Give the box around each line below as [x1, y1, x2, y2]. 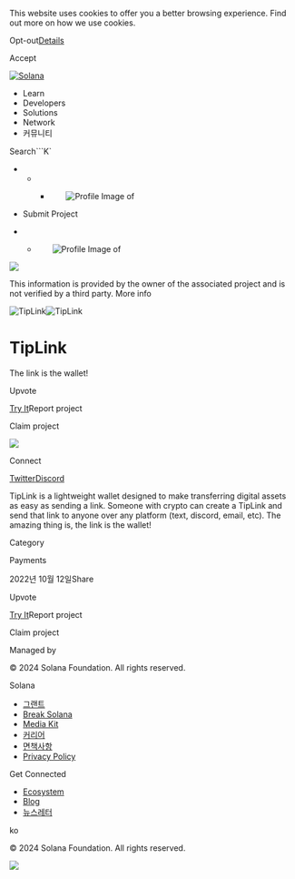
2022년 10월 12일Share [9, 573, 94, 584]
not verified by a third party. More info [9, 288, 152, 298]
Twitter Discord [9, 472, 65, 483]
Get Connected [9, 768, 66, 779]
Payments [9, 554, 47, 565]
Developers [22, 97, 66, 108]
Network [22, 117, 56, 127]
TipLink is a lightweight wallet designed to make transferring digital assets [9, 490, 287, 501]
